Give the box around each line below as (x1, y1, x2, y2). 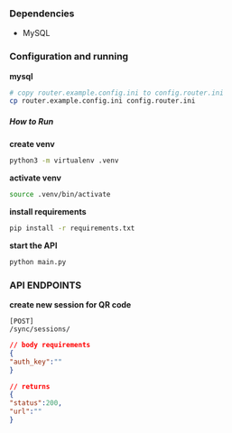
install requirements (9, 207, 88, 217)
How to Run (9, 115, 54, 126)
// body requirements (9, 341, 91, 350)
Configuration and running (9, 51, 129, 63)
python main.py (9, 257, 67, 266)
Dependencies (9, 7, 75, 20)
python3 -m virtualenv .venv (9, 156, 119, 165)
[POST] (9, 317, 34, 327)
